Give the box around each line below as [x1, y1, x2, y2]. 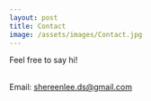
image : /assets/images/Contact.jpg [9, 30, 143, 39]
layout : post [9, 13, 58, 23]
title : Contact [9, 22, 67, 31]
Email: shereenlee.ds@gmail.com [9, 82, 133, 93]
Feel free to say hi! [9, 55, 78, 66]
